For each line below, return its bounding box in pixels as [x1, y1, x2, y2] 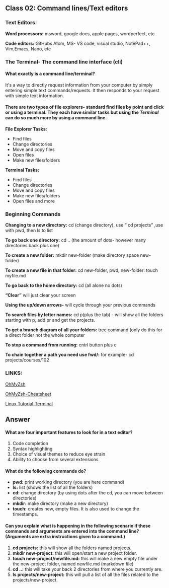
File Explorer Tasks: [5, 126, 47, 132]
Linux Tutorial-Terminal [5, 400, 53, 407]
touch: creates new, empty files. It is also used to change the [12, 506, 139, 512]
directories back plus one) [5, 243, 59, 249]
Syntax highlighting [12, 446, 53, 452]
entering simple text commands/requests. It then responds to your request [5, 87, 159, 93]
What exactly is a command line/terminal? [5, 70, 96, 77]
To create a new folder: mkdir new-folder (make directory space [5, 252, 139, 258]
